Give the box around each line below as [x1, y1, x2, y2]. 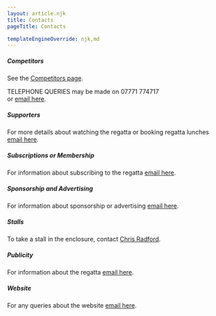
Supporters [7, 110, 41, 119]
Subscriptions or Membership [7, 151, 95, 159]
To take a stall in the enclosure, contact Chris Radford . [7, 235, 161, 244]
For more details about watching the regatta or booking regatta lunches [7, 128, 210, 137]
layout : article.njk [7, 10, 67, 17]
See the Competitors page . [7, 74, 84, 83]
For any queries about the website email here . [7, 302, 137, 310]
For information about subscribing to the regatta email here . [7, 168, 177, 177]
